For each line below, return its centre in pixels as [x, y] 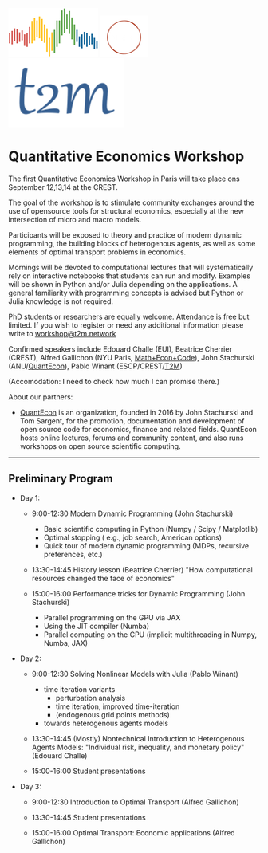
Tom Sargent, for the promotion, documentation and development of [132, 421]
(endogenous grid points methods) [112, 714]
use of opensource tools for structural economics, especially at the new [126, 210]
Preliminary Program [61, 479]
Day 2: [30, 658]
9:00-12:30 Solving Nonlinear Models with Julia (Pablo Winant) [135, 674]
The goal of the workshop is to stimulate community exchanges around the [132, 202]
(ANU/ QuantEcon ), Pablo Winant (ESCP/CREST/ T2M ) [96, 366]
